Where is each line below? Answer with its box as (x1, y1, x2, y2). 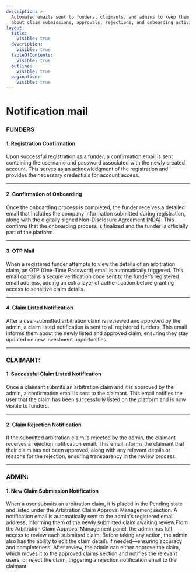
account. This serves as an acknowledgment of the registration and (6, 165, 169, 173)
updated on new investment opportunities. (6, 336, 108, 343)
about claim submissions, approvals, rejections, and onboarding (11, 19, 174, 25)
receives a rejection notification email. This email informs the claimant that (6, 440, 185, 447)
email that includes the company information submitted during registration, (6, 210, 185, 217)
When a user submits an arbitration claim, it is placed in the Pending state (6, 500, 183, 507)
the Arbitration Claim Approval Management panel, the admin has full (6, 525, 172, 532)
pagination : (11, 74, 41, 80)
